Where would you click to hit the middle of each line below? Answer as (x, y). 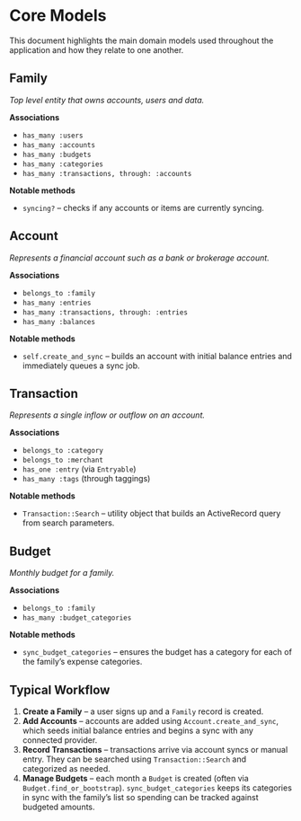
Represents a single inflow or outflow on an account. (107, 415)
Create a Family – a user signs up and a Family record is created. (143, 711)
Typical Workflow (60, 689)
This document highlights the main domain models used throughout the (142, 40)
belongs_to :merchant (62, 460)
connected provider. (60, 740)
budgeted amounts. (59, 807)
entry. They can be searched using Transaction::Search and (134, 759)
